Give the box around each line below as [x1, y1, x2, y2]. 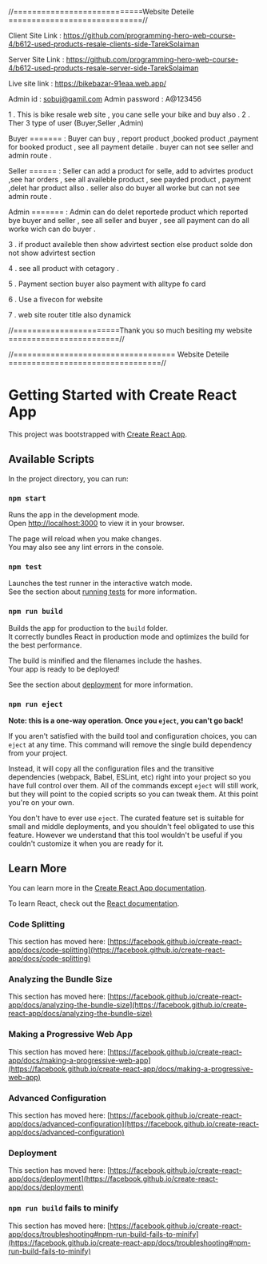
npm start [8, 493, 46, 503]
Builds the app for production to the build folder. [8, 623, 169, 632]
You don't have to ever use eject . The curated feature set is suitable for [8, 813, 245, 823]
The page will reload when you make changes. [8, 534, 162, 544]
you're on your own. [8, 797, 74, 807]
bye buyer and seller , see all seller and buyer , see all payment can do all [8, 216, 249, 225]
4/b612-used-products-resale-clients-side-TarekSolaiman [8, 39, 200, 49]
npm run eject [8, 700, 63, 708]
